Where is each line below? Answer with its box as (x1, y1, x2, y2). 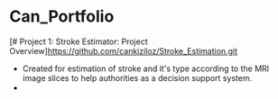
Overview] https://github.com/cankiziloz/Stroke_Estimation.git (9, 45, 237, 56)
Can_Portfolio (9, 6, 115, 27)
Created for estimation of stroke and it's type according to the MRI (22, 63, 270, 74)
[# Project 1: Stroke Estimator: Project (9, 36, 148, 47)
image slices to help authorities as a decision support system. (22, 72, 253, 83)
